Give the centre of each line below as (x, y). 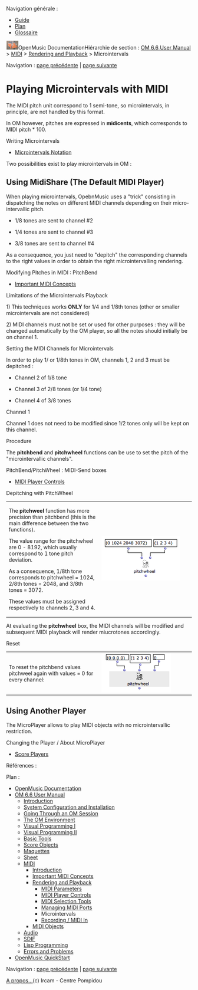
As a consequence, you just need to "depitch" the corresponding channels (97, 255)
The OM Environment (49, 820)
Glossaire (26, 32)
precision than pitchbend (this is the (52, 517)
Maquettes (37, 851)
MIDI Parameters (62, 889)
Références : (22, 766)
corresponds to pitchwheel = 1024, (52, 577)
